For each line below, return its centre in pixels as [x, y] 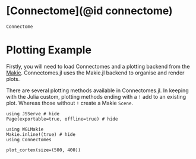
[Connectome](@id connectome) [90, 11]
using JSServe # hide [33, 113]
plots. [13, 79]
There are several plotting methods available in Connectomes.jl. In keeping [97, 90]
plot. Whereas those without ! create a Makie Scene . [70, 103]
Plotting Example [49, 50]
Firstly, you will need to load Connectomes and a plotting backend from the [98, 66]
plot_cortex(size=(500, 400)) [44, 150]
